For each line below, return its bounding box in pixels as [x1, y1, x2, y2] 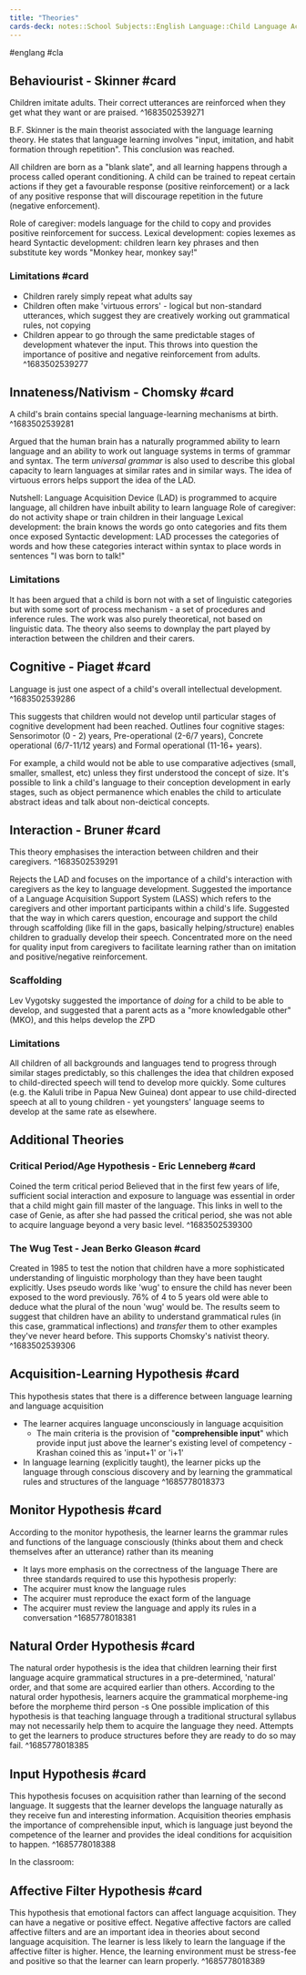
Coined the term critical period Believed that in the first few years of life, [9, 1181, 280, 1192]
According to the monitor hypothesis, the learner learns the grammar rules [9, 1527, 289, 1538]
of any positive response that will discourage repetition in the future [9, 190, 264, 201]
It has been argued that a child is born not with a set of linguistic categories [9, 594, 293, 605]
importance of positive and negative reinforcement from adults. [22, 348, 261, 360]
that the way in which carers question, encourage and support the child [9, 913, 278, 924]
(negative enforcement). [9, 200, 100, 211]
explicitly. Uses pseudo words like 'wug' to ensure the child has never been [9, 1282, 292, 1293]
